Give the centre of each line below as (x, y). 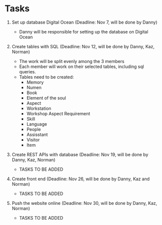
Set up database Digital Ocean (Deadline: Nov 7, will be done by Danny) (84, 22)
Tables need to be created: (46, 77)
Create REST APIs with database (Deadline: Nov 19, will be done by (80, 154)
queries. (27, 71)
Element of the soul (46, 98)
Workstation (39, 108)
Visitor (33, 140)
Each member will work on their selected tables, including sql (81, 66)
